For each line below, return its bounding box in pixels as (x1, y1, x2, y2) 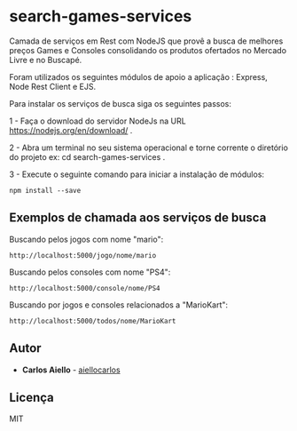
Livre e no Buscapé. (9, 54, 82, 65)
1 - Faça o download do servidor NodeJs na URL (9, 116, 186, 126)
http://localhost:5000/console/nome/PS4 (9, 283, 161, 292)
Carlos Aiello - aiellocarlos (21, 364, 121, 375)
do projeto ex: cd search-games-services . (9, 151, 166, 162)
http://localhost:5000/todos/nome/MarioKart (9, 316, 176, 325)
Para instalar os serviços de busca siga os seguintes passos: (9, 98, 232, 108)
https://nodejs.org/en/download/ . (9, 124, 133, 135)
